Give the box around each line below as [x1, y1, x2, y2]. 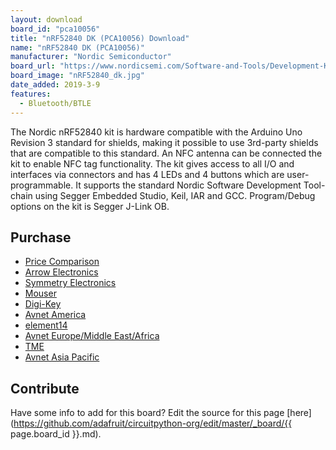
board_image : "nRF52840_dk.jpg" [10, 71, 145, 81]
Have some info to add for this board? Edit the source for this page [10, 407, 285, 419]
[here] [286, 407, 312, 419]
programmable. [10, 179, 74, 191]
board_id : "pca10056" [10, 24, 101, 34]
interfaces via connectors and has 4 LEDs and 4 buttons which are [10, 168, 285, 180]
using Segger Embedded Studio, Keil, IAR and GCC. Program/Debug [34, 189, 316, 201]
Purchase [10, 229, 72, 246]
